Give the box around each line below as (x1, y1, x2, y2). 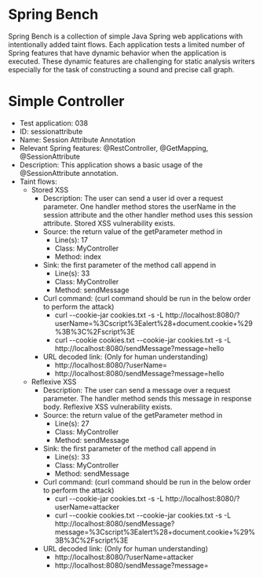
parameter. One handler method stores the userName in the (42, 202, 236, 211)
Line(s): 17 (54, 235, 89, 244)
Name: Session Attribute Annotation (19, 135, 136, 144)
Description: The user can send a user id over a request (42, 193, 224, 203)
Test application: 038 (19, 118, 89, 127)
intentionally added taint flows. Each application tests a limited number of (8, 39, 245, 49)
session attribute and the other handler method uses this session (42, 210, 254, 219)
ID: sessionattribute (19, 126, 83, 136)
